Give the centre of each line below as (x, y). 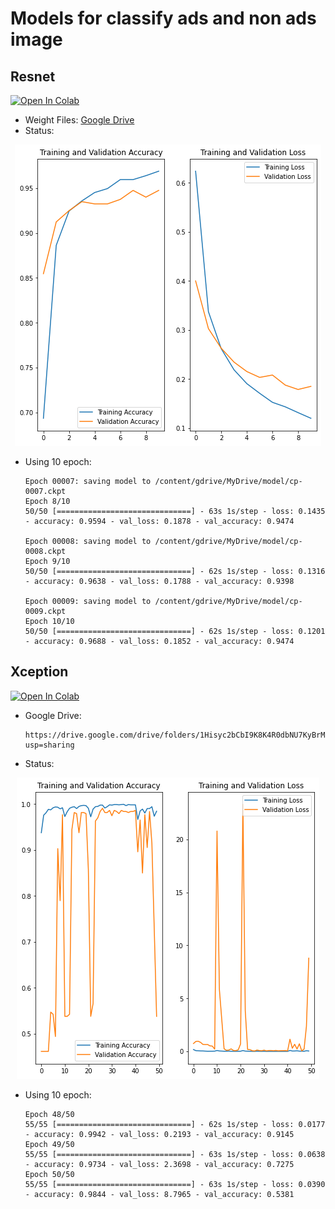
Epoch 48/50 (49, 1114)
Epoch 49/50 (49, 1144)
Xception (39, 672)
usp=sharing (49, 745)
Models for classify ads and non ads (163, 18)
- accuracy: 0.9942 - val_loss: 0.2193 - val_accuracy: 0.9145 (159, 1134)
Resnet (33, 76)
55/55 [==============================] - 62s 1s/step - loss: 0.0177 (175, 1124)
